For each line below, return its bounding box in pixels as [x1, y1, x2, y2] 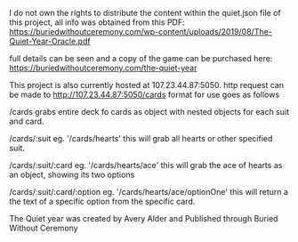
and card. [9, 116, 44, 126]
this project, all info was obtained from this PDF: [9, 17, 185, 28]
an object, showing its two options [9, 169, 135, 180]
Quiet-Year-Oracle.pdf [9, 36, 91, 46]
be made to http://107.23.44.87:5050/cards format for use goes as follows [9, 89, 280, 100]
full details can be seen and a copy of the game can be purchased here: [9, 53, 273, 63]
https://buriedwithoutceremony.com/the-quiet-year [9, 62, 197, 73]
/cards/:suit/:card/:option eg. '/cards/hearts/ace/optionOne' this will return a [9, 187, 289, 197]
